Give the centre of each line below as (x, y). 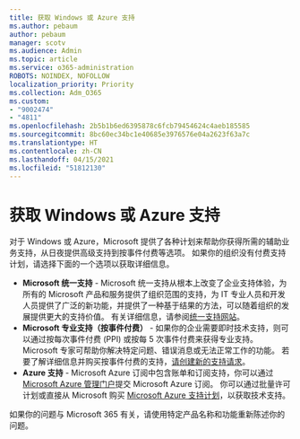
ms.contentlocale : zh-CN (56, 151)
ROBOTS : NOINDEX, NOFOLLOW (60, 76)
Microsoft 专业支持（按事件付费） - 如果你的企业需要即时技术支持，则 (152, 328)
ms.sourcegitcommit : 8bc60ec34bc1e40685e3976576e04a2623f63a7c (130, 135)
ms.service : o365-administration (72, 68)
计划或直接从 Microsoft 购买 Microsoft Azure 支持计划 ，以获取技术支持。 (156, 395)
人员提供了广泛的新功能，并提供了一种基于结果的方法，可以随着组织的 (152, 305)
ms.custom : (30, 101)
